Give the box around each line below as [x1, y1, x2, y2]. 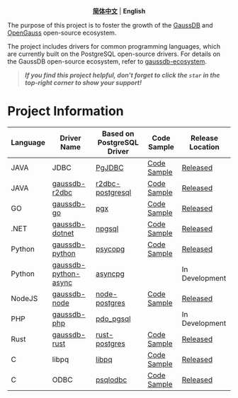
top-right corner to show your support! [24, 78, 142, 87]
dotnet [52, 228, 74, 238]
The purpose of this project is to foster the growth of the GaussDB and [7, 21, 213, 29]
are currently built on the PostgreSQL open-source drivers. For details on [7, 49, 221, 58]
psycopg [95, 244, 125, 254]
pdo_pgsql [95, 314, 131, 324]
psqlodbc [95, 375, 127, 385]
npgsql [95, 223, 119, 233]
